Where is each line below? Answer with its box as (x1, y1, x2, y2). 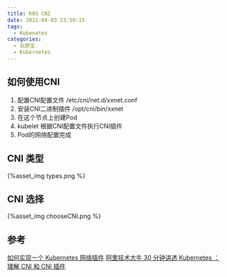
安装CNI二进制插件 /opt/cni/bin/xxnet (17, 105, 124, 113)
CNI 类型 (7, 153, 44, 165)
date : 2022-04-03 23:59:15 (7, 17, 85, 24)
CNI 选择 (7, 193, 44, 205)
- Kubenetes (13, 29, 48, 37)
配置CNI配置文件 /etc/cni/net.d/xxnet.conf (17, 96, 138, 104)
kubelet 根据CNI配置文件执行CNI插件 (17, 122, 122, 130)
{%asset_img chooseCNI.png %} (7, 212, 102, 220)
